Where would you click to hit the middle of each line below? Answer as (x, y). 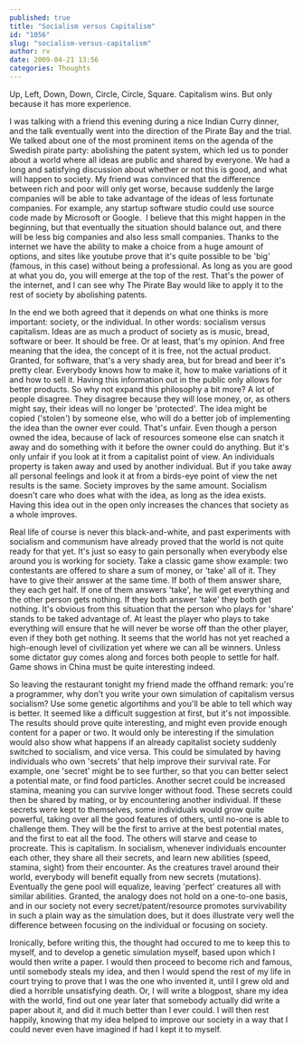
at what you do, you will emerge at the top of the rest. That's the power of (147, 275)
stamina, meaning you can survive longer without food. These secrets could (151, 790)
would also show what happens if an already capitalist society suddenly (143, 742)
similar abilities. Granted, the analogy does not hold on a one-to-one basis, (148, 896)
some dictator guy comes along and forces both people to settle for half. (144, 657)
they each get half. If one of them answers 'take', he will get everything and (150, 589)
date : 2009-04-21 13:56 (54, 60)
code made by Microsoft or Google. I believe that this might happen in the (148, 217)
